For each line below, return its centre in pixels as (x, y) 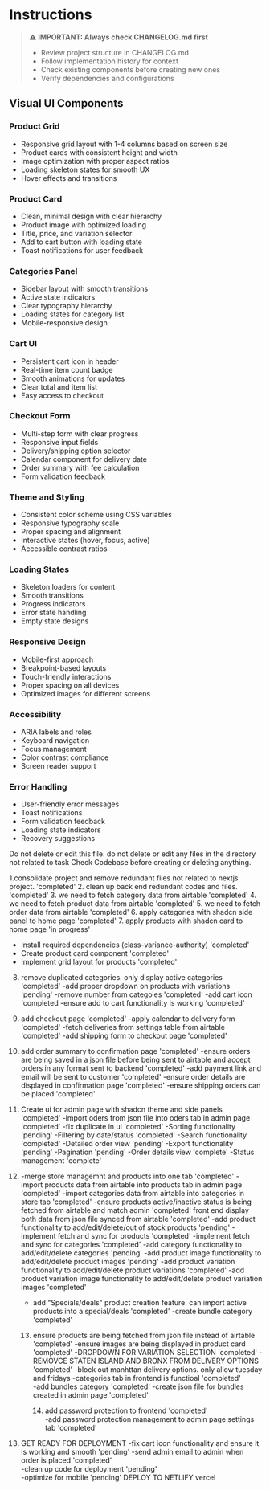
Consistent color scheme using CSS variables (96, 515)
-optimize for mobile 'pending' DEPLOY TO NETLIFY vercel (118, 1478)
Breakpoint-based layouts (63, 667)
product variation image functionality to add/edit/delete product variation (141, 1279)
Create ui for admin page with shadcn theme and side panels (122, 1109)
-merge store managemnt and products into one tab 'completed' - (130, 1176)
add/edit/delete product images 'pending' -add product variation (128, 1262)
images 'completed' (53, 1288)
